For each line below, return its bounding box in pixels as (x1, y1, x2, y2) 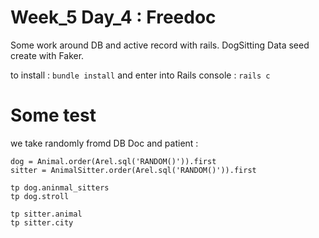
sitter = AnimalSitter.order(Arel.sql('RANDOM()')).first (10, 165, 257, 175)
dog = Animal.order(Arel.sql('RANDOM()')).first (10, 156, 217, 166)
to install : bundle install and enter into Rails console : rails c (10, 69, 271, 81)
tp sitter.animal (10, 209, 83, 219)
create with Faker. (10, 49, 85, 61)
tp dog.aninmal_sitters (10, 182, 110, 193)
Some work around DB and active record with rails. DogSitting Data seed (10, 39, 310, 51)
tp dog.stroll (10, 191, 70, 201)
